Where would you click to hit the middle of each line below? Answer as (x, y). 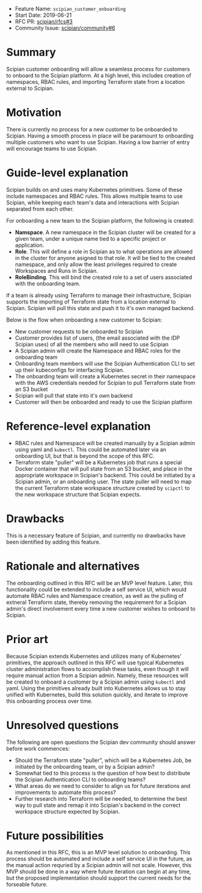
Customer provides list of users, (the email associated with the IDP (97, 338)
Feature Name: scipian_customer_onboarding (70, 9)
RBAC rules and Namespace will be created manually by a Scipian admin (105, 443)
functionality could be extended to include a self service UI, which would (96, 589)
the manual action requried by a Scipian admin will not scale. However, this (99, 865)
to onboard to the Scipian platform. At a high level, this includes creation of (99, 75)
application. (29, 245)
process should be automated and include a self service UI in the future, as (99, 859)
